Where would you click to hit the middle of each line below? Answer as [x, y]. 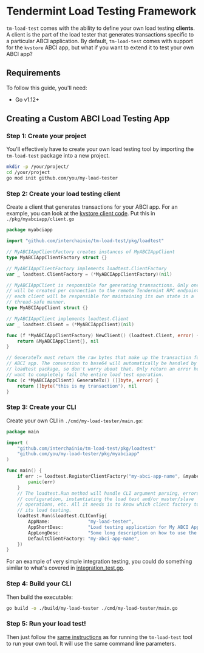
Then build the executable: [40, 597]
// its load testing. [44, 510]
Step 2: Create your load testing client [63, 194]
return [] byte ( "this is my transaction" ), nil [77, 386]
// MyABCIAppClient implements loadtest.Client [68, 319]
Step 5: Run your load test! [46, 624]
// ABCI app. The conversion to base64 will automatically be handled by [102, 363]
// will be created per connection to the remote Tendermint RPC [90, 291]
